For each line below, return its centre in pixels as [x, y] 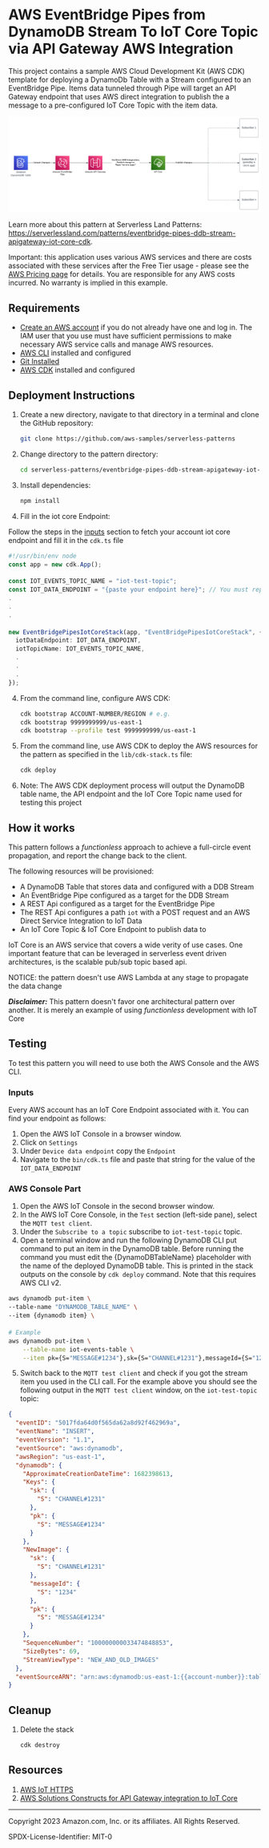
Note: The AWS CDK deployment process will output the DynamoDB [132, 786]
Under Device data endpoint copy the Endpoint [98, 1151]
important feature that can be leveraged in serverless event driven [117, 953]
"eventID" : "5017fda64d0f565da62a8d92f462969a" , [98, 1423]
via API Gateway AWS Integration [121, 49]
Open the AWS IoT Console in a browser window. [100, 1134]
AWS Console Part [45, 1189]
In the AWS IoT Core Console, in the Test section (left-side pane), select [139, 1215]
